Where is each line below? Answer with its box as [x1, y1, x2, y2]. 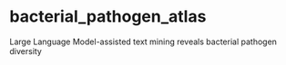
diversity [9, 45, 43, 56]
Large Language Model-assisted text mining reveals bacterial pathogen [9, 36, 278, 47]
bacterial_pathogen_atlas [9, 6, 207, 27]
